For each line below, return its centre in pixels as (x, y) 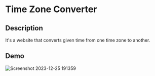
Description (24, 28)
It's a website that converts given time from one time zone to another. (78, 40)
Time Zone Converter (51, 9)
